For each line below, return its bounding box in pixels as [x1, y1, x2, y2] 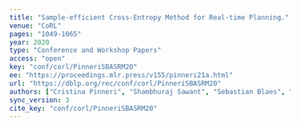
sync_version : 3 [9, 95, 70, 105]
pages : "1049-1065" [9, 29, 82, 38]
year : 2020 [9, 37, 50, 47]
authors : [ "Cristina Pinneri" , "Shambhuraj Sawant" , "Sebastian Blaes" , [9, 87, 286, 96]
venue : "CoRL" [9, 21, 62, 30]
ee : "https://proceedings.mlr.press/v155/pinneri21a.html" [9, 71, 234, 80]
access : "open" [9, 54, 66, 63]
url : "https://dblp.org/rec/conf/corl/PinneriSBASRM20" [9, 79, 221, 88]
